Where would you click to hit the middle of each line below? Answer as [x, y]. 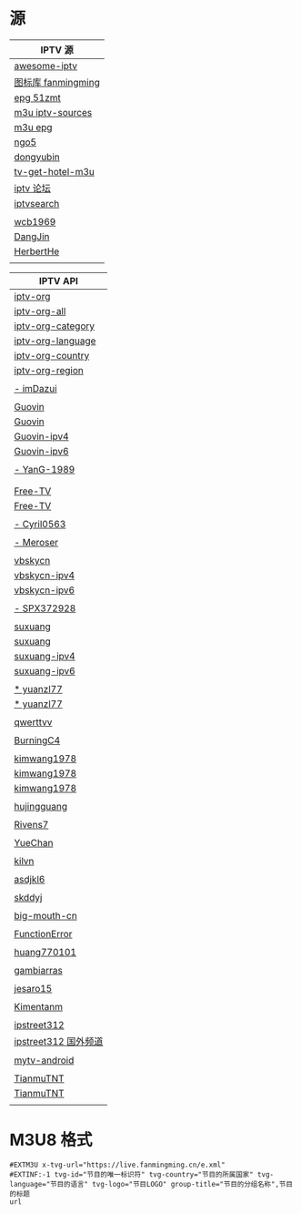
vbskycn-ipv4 [45, 575]
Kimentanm [39, 1006]
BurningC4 [37, 740]
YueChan [34, 842]
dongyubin [37, 157]
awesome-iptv [46, 66]
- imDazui [35, 388]
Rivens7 [31, 824]
